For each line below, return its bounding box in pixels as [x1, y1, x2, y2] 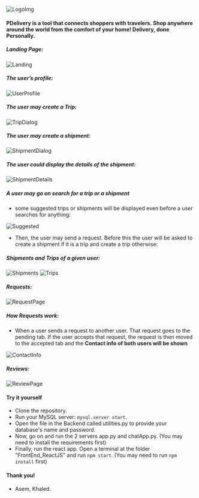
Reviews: [6, 365, 30, 372]
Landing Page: [6, 45, 44, 53]
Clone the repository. [14, 407, 67, 414]
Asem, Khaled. [14, 485, 51, 492]
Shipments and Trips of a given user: [6, 254, 101, 262]
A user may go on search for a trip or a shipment [6, 190, 130, 197]
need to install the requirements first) [14, 439, 107, 446]
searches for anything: [14, 211, 71, 218]
